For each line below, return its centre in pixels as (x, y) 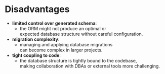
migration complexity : (36, 39)
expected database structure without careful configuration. (81, 34)
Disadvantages (37, 9)
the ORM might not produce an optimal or (63, 28)
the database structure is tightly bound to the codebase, (78, 60)
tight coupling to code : (36, 55)
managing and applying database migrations (66, 44)
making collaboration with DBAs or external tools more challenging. (90, 66)
